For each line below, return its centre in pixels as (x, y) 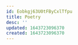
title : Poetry (24, 17)
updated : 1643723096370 (35, 28)
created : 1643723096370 (35, 33)
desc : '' (17, 22)
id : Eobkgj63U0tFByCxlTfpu (39, 11)
